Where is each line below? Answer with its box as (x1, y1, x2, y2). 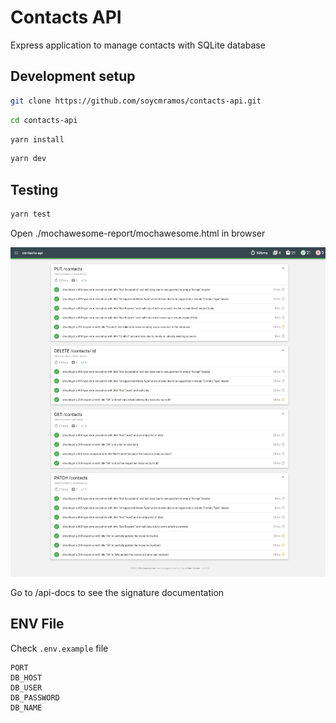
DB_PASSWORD (10, 692, 60, 703)
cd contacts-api (10, 115, 78, 125)
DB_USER (10, 682, 43, 693)
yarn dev (10, 154, 47, 164)
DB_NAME (10, 702, 43, 713)
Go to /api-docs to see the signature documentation (10, 587, 225, 599)
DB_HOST (10, 672, 43, 683)
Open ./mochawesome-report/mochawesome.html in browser (10, 227, 266, 239)
